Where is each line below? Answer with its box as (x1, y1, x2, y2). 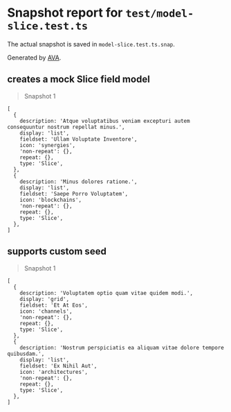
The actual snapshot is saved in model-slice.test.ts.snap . (7, 40, 175, 48)
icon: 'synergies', (19, 141, 76, 148)
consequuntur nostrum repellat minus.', (7, 123, 126, 130)
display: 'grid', (19, 295, 70, 302)
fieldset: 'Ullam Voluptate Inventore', (19, 135, 138, 143)
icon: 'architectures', (19, 368, 89, 375)
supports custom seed (7, 246, 107, 257)
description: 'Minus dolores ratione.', (19, 178, 138, 185)
